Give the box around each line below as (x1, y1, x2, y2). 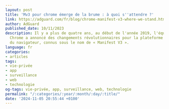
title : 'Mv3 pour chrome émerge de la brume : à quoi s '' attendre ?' (5, 12, 154, 17)
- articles (5, 54, 28, 59)
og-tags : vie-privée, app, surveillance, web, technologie (5, 86, 132, 92)
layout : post (5, 7, 33, 13)
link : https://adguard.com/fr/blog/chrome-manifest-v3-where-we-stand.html (5, 17, 167, 22)
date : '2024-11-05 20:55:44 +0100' (5, 96, 80, 101)
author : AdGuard (5, 21, 39, 27)
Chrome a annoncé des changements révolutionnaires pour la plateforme (10, 36, 163, 41)
